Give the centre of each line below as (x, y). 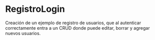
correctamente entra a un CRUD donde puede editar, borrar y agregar (77, 28)
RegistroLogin (35, 9)
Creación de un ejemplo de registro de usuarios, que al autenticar (73, 23)
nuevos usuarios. (23, 33)
